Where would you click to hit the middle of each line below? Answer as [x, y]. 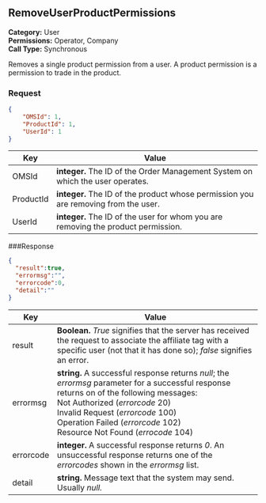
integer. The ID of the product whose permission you [155, 195]
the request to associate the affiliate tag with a [142, 340]
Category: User [34, 32]
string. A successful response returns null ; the [143, 373]
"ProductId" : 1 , [49, 124]
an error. [73, 360]
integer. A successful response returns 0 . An [141, 444]
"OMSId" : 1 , [42, 117]
